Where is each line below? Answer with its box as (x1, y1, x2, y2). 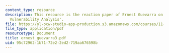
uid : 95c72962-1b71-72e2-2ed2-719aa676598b (5, 40, 98, 45)
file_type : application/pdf (5, 26, 64, 31)
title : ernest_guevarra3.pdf (5, 36, 66, 41)
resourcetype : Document (5, 31, 55, 36)
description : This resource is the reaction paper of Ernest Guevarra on (5, 12, 163, 17)
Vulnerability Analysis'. (10, 17, 64, 22)
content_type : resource (5, 7, 55, 13)
